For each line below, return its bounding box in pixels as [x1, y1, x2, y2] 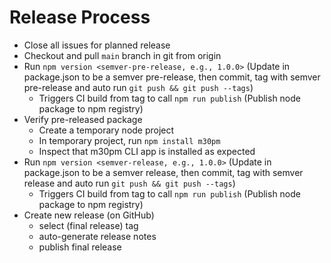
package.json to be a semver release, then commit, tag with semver [23, 166, 304, 178]
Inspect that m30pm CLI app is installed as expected [38, 145, 256, 157]
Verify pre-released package [23, 113, 143, 125]
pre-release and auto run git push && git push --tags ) [23, 81, 254, 93]
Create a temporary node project [38, 124, 175, 136]
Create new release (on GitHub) [23, 209, 155, 221]
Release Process [9, 6, 151, 29]
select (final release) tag [38, 219, 139, 231]
